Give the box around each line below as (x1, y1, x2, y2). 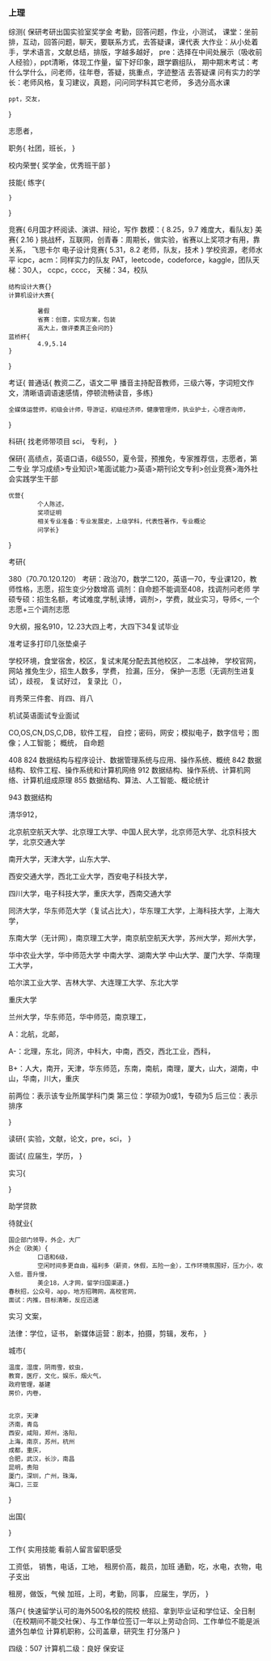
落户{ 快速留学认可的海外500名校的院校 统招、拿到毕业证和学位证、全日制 (8, 1606, 256, 1616)
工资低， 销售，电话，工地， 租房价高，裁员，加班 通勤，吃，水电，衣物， (8, 1561, 256, 1571)
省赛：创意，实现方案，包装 (37, 316, 116, 324)
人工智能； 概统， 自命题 (22, 738, 105, 748)
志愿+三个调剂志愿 (8, 604, 70, 614)
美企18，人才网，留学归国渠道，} (37, 1279, 130, 1287)
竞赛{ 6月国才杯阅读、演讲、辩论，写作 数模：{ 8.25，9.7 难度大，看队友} (8, 225, 253, 235)
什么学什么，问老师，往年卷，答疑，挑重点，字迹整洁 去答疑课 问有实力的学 (8, 67, 260, 78)
